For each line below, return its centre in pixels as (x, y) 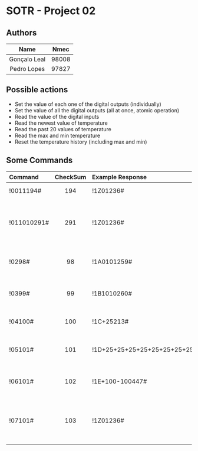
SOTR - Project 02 (51, 11)
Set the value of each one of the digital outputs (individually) (88, 104)
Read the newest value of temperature (61, 123)
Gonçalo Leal (27, 59)
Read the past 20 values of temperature (63, 129)
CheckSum (71, 177)
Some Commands (39, 160)
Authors (22, 33)
